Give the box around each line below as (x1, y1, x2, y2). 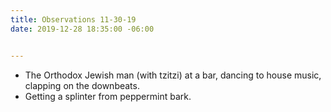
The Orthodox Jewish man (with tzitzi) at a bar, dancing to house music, (24, 69, 322, 81)
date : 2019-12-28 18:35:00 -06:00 (10, 24, 155, 34)
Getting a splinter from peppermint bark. (24, 90, 192, 102)
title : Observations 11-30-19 (10, 14, 137, 25)
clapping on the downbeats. (24, 79, 140, 91)
